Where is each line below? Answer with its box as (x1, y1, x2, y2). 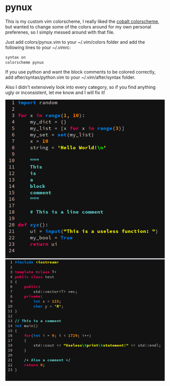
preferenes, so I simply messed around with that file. (5, 29, 115, 35)
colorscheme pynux (5, 60, 44, 65)
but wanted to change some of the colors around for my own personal (5, 23, 152, 29)
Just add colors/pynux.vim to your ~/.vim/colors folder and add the (5, 39, 145, 45)
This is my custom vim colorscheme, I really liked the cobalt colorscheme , (5, 18, 159, 24)
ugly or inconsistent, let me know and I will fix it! (5, 89, 105, 95)
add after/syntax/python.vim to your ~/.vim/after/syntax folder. (5, 74, 136, 80)
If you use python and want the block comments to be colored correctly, (5, 69, 156, 75)
